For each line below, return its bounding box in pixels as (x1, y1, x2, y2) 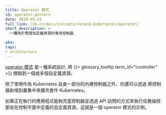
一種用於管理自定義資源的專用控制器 (10, 31, 74, 36)
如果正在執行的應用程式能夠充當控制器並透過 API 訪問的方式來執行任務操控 (5, 98, 161, 104)
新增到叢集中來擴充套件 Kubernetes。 (9, 87, 88, 93)
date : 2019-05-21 (5, 17, 42, 22)
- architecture (5, 49, 37, 54)
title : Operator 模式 (5, 7, 49, 13)
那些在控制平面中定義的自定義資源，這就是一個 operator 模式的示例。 (5, 104, 150, 110)
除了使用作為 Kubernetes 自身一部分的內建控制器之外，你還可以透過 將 (5, 81, 152, 87)
